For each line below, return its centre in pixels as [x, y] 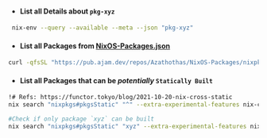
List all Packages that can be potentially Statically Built [116, 80]
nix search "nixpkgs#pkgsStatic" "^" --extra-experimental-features [124, 105]
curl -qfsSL [28, 63]
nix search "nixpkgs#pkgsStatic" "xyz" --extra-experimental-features [128, 126]
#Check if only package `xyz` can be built [81, 119]
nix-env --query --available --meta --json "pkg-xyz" [103, 28]
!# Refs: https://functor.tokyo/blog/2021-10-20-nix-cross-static [120, 98]
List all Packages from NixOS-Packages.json [95, 46]
